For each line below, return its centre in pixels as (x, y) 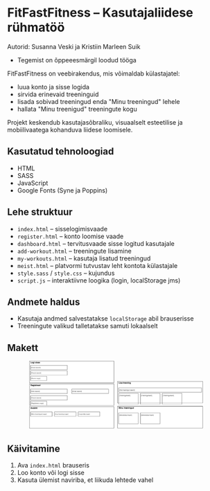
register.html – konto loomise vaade (70, 236)
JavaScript (33, 183)
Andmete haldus (44, 302)
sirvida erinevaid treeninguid (58, 94)
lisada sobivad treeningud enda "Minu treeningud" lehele (98, 101)
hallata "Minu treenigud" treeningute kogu (77, 109)
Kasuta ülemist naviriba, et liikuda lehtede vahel (85, 480)
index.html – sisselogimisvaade (62, 229)
